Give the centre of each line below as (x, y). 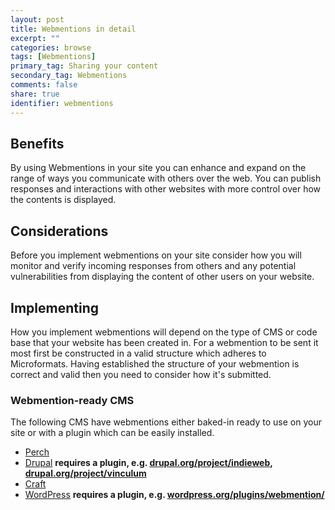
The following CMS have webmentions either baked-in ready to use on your (166, 422)
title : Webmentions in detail (73, 29)
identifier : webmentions (62, 103)
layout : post (37, 19)
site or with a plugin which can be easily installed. (112, 433)
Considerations (59, 231)
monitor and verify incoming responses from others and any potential (153, 266)
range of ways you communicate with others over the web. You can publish (166, 178)
